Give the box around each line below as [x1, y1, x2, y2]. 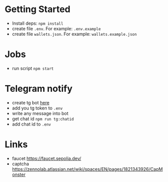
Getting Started [5, 4, 71, 15]
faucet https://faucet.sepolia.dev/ [12, 155, 81, 161]
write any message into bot [12, 110, 69, 116]
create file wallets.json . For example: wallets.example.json [12, 31, 137, 37]
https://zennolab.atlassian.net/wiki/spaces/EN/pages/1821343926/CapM [12, 166, 163, 172]
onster [12, 171, 26, 177]
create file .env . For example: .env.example [12, 25, 101, 31]
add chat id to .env [12, 121, 51, 127]
